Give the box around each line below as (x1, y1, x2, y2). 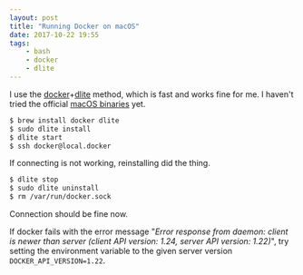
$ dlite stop (9, 175, 59, 184)
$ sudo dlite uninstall (9, 183, 100, 193)
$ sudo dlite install (9, 124, 92, 133)
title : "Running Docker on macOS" (9, 22, 141, 31)
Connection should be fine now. (9, 209, 129, 219)
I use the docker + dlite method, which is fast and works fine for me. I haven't (9, 88, 294, 100)
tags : (9, 38, 30, 48)
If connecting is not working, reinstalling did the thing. (9, 158, 210, 169)
